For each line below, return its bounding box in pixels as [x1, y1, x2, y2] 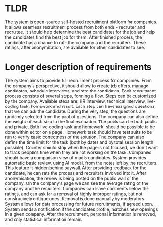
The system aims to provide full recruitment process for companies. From [5, 77, 152, 83]
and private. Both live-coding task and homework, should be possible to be [5, 124, 155, 130]
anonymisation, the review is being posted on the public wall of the [5, 175, 139, 181]
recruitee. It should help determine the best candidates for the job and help [5, 29, 155, 35]
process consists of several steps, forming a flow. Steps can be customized [5, 93, 156, 99]
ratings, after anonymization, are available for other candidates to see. [5, 45, 146, 50]
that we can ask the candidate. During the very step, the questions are [5, 108, 146, 114]
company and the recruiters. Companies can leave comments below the [5, 185, 149, 191]
